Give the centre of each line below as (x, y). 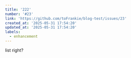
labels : (13, 32)
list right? (14, 50)
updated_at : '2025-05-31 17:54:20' (41, 28)
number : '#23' (19, 14)
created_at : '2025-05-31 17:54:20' (41, 23)
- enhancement (24, 37)
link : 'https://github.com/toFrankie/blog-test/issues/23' (66, 18)
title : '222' (18, 9)
